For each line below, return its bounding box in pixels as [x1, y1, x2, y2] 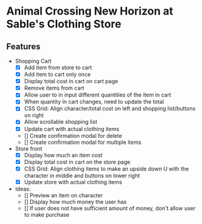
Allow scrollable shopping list [24, 118, 98, 126]
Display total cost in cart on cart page [24, 78, 118, 85]
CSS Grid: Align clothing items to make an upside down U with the [24, 165, 189, 172]
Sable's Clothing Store [6, 17, 121, 31]
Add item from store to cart [24, 64, 92, 71]
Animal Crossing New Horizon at [6, 4, 173, 18]
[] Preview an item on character [24, 191, 103, 199]
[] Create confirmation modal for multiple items [24, 138, 141, 146]
